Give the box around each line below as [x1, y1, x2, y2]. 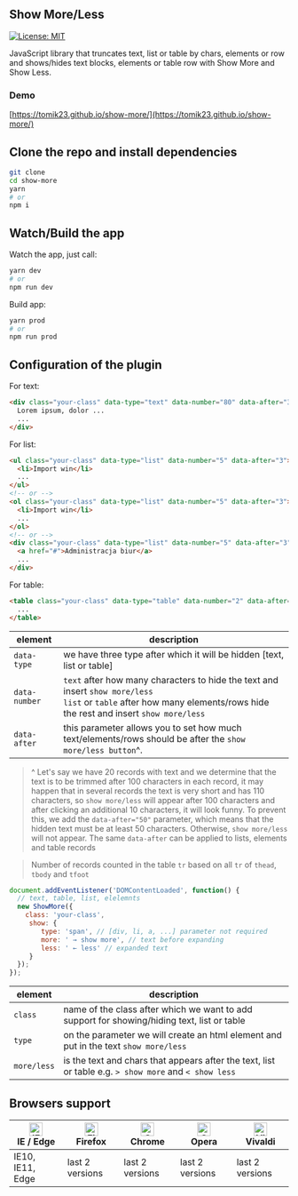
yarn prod [9, 315, 46, 325]
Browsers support [9, 1096, 111, 1111]
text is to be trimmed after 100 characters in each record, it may [30, 776, 264, 786]
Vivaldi [245, 1135, 276, 1147]
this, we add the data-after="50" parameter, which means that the [30, 813, 274, 825]
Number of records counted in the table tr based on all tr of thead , [30, 859, 277, 870]
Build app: [9, 299, 46, 309]
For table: [9, 579, 44, 590]
